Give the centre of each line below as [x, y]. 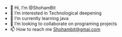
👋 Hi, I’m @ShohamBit [33, 8]
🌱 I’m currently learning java [39, 18]
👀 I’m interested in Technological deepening [56, 13]
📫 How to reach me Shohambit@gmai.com [55, 29]
